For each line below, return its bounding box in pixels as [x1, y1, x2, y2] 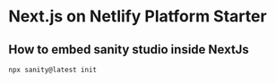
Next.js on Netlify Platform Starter [8, 6, 267, 27]
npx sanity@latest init [8, 65, 98, 74]
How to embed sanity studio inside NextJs [8, 42, 250, 57]
